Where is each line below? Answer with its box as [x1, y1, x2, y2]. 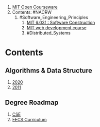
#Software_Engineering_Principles [19, 15, 88, 20]
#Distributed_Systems [26, 30, 71, 36]
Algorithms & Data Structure [5, 66, 92, 74]
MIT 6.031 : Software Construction [26, 19, 96, 25]
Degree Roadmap [5, 98, 59, 107]
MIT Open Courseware [12, 4, 58, 10]
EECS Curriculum [12, 116, 47, 122]
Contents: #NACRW [12, 9, 52, 15]
